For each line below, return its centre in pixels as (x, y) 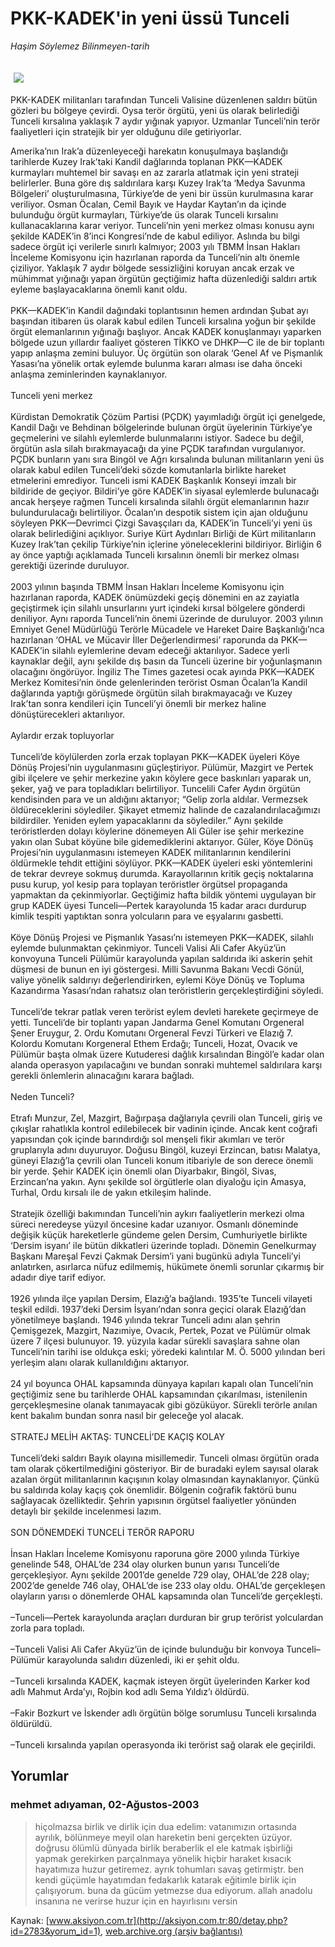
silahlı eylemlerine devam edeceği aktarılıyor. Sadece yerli (170, 650)
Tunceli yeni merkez (51, 395)
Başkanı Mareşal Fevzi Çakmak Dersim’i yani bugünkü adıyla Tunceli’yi (155, 1256)
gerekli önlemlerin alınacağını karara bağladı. (102, 1075)
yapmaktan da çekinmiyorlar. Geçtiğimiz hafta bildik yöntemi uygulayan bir (163, 894)
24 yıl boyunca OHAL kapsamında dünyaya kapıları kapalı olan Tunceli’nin (162, 1383)
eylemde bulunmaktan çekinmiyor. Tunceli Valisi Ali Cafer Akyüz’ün (148, 948)
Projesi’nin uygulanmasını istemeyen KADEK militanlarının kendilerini (151, 852)
